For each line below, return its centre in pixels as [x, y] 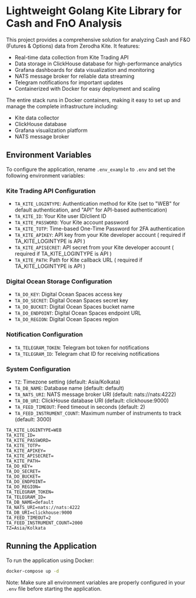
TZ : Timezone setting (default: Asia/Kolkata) [67, 382]
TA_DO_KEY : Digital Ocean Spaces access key [68, 294]
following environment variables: [46, 176]
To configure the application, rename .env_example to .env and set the [91, 169]
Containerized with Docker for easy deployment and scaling [87, 88]
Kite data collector [37, 118]
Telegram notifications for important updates [69, 82]
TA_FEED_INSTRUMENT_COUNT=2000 [44, 523]
